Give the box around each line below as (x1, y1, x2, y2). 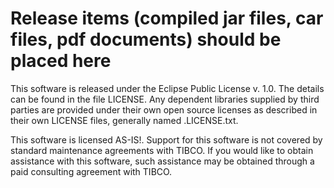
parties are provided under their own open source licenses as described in (10, 103, 318, 116)
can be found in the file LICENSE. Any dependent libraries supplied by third (10, 93, 320, 105)
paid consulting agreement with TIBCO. (10, 165, 173, 177)
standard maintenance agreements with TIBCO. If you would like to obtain (10, 144, 314, 156)
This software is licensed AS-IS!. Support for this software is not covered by (10, 133, 323, 146)
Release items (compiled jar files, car (10, 7, 324, 30)
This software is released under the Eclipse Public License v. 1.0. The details (10, 82, 325, 94)
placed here (10, 50, 112, 72)
